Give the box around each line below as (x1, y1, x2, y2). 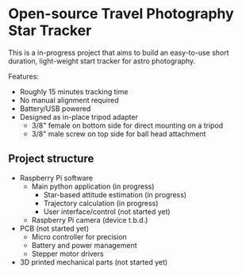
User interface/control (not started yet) (43, 207, 171, 216)
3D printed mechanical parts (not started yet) (19, 257, 168, 266)
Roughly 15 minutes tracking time (19, 86, 129, 96)
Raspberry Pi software (19, 173, 94, 182)
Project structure (8, 152, 94, 166)
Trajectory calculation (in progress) (43, 198, 159, 208)
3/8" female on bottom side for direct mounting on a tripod (31, 120, 224, 130)
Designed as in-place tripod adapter (19, 112, 139, 121)
